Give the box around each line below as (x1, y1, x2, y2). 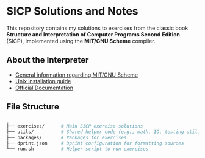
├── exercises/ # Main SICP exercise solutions (6, 123, 143, 129)
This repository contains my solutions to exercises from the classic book (6, 24, 189, 32)
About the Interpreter (6, 55, 89, 65)
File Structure (6, 101, 59, 112)
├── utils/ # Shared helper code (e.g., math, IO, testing (6, 129, 184, 135)
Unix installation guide (15, 77, 71, 84)
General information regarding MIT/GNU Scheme (15, 71, 138, 78)
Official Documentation (15, 84, 73, 91)
